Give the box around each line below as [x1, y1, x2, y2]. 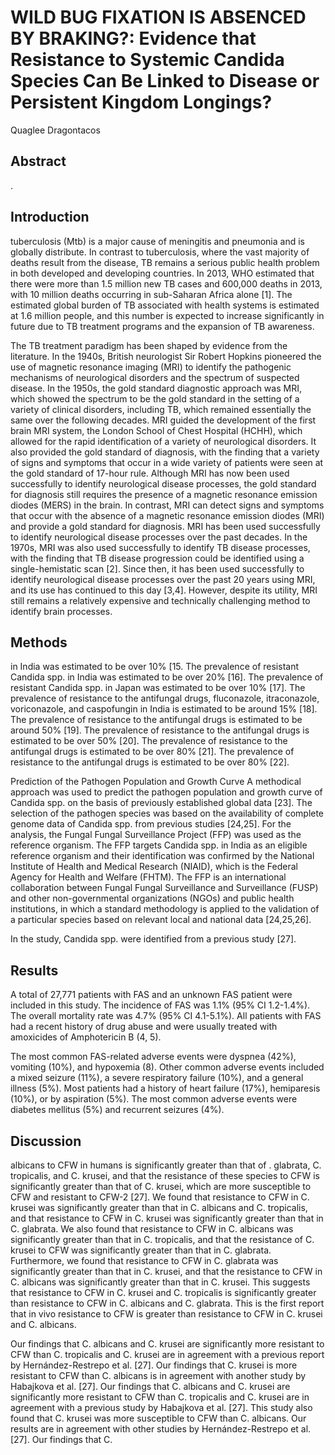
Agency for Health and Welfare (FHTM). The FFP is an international [10, 871, 287, 883]
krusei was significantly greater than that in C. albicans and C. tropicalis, [10, 1202, 308, 1213]
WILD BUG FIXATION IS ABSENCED [10, 6, 307, 29]
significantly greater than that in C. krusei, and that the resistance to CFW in [10, 1266, 323, 1277]
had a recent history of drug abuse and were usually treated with [10, 1021, 278, 1033]
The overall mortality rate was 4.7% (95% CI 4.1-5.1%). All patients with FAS [10, 1010, 322, 1022]
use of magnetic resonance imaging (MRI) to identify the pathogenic [10, 361, 292, 373]
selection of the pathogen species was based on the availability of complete [10, 807, 325, 820]
